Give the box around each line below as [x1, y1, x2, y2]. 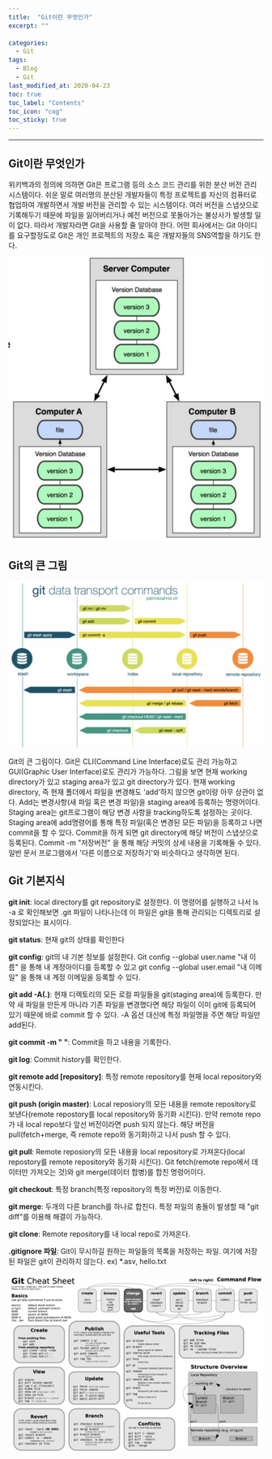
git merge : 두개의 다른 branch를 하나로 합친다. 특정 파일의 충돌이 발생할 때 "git [8, 1202, 259, 1211]
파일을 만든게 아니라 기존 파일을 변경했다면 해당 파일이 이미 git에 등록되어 [25, 999, 257, 1009]
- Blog [15, 65, 38, 73]
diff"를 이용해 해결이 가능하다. [8, 1211, 103, 1221]
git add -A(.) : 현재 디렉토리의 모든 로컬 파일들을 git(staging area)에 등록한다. [8, 989, 253, 999]
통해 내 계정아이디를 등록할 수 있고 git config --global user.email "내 [28, 962, 248, 972]
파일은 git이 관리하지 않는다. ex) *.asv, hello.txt [16, 1256, 167, 1266]
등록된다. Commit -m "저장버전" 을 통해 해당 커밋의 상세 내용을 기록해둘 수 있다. [8, 838, 261, 848]
